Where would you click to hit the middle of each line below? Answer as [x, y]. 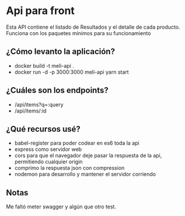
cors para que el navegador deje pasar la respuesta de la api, [88, 156]
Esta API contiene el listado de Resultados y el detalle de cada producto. [93, 27]
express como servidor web [48, 149]
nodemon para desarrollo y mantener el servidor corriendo [85, 174]
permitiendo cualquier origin [48, 162]
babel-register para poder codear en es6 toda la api [77, 143]
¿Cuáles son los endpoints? [57, 90]
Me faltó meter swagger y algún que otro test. [61, 207]
